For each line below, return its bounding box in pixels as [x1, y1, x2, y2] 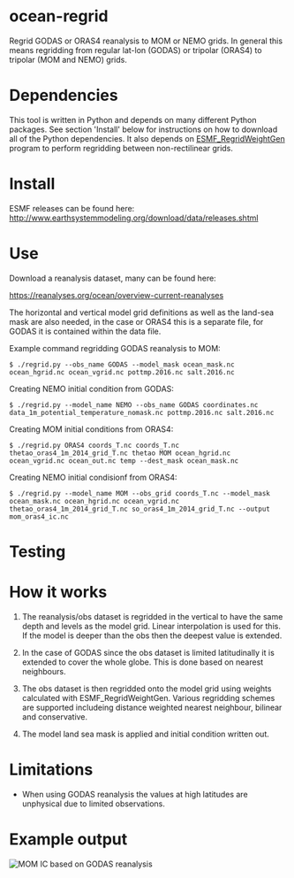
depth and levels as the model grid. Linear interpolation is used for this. [21, 620, 281, 631]
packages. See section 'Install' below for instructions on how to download [9, 124, 278, 135]
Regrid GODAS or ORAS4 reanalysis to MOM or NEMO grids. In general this [9, 35, 283, 46]
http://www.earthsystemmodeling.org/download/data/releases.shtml [9, 212, 259, 223]
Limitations [9, 759, 94, 780]
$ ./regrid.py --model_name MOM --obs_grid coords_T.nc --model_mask [9, 489, 271, 497]
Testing [9, 542, 66, 561]
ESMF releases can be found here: [9, 203, 135, 213]
